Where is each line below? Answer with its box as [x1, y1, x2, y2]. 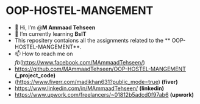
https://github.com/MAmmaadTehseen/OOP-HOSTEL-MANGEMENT [14, 65, 187, 72]
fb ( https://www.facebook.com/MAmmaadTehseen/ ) [14, 58, 146, 66]
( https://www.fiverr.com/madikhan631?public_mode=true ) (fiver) [14, 78, 178, 85]
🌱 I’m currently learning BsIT [14, 30, 87, 37]
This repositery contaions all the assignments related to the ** [14, 36, 171, 44]
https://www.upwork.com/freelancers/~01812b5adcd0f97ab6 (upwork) [14, 91, 195, 98]
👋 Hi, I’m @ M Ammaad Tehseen [14, 24, 96, 31]
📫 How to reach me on [14, 50, 73, 57]
